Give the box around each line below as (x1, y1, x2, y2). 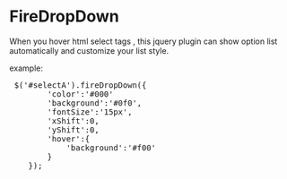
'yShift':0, (47, 124, 100, 135)
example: (9, 63, 43, 73)
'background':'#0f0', (47, 98, 143, 108)
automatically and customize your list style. (9, 45, 170, 55)
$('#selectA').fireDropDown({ (13, 80, 147, 90)
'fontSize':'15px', (47, 107, 133, 117)
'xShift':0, (47, 115, 100, 126)
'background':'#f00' (65, 142, 157, 153)
